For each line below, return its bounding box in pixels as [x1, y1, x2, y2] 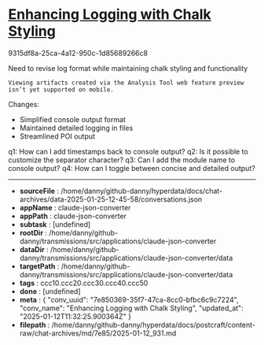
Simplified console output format [19, 114, 126, 124]
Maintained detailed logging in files [19, 123, 134, 132]
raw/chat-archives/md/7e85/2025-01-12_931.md [19, 328, 177, 338]
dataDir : [19, 244, 49, 254]
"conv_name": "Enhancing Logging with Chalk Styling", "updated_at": [19, 303, 244, 313]
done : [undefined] [19, 286, 81, 296]
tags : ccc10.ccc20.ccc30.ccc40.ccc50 [19, 278, 148, 287]
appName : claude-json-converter [19, 202, 131, 212]
